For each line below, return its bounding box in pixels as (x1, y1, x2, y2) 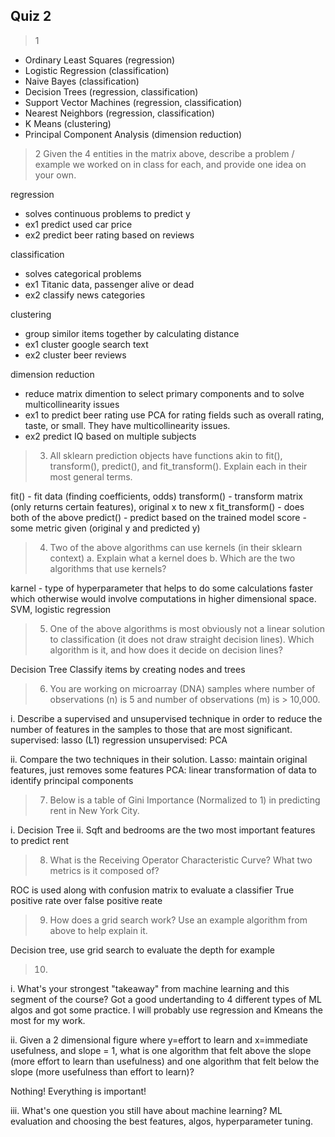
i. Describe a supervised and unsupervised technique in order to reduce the (10, 712, 323, 724)
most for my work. (10, 1014, 86, 1026)
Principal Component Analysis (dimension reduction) (24, 128, 243, 140)
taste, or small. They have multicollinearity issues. (24, 419, 231, 431)
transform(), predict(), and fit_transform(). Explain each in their (49, 460, 308, 472)
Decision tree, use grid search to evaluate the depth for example (10, 944, 275, 956)
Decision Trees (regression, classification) (24, 85, 199, 98)
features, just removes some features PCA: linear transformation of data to (10, 764, 317, 776)
